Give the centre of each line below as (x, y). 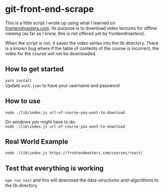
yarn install (19, 80)
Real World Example (37, 142)
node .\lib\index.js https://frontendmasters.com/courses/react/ (74, 153)
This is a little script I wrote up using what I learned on (60, 23)
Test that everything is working (55, 168)
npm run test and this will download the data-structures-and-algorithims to (82, 180)
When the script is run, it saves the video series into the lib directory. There (82, 43)
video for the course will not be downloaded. (51, 54)
